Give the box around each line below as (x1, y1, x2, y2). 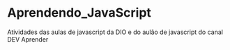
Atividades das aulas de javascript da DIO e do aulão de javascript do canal (7, 28, 223, 36)
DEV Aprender (7, 35, 49, 43)
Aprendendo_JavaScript (7, 5, 152, 21)
